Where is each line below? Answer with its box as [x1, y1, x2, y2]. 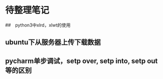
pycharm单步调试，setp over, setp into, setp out [5, 56, 158, 65]
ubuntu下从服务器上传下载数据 [5, 38, 101, 46]
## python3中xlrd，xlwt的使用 [5, 22, 71, 28]
